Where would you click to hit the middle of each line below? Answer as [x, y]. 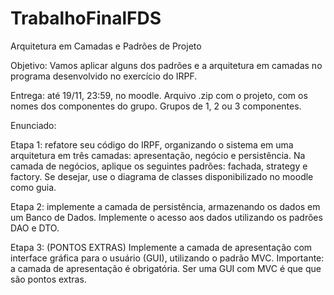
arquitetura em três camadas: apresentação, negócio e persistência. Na [158, 155]
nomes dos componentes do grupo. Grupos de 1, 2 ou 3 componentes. [156, 106]
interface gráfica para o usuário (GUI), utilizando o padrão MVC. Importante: [167, 258]
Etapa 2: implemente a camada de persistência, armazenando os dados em [165, 206]
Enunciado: [33, 125]
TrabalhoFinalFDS [86, 18]
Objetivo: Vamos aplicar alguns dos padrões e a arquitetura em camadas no [166, 65]
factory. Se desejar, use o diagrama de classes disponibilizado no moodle [162, 176]
